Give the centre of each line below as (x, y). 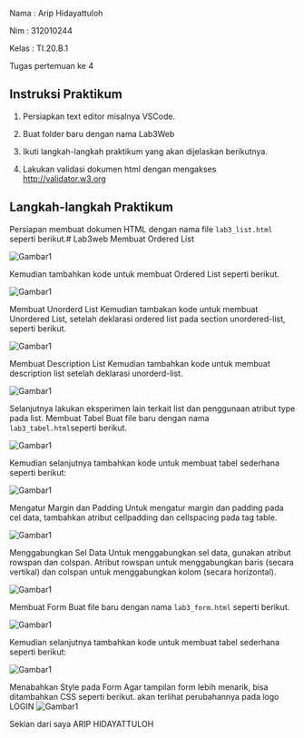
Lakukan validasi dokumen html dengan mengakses (119, 169)
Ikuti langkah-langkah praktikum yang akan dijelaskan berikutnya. (145, 151)
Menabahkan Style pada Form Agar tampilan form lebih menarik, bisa (139, 687)
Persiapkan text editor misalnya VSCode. (98, 116)
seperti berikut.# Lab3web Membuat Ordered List (102, 239)
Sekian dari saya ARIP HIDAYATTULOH (82, 723)
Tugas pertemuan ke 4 (52, 66)
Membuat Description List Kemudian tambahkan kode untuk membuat (140, 363)
